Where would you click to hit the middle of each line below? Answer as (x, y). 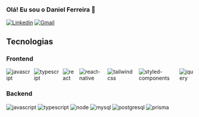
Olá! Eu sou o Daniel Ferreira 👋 (51, 10)
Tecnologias (30, 41)
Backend (19, 94)
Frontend (20, 58)
